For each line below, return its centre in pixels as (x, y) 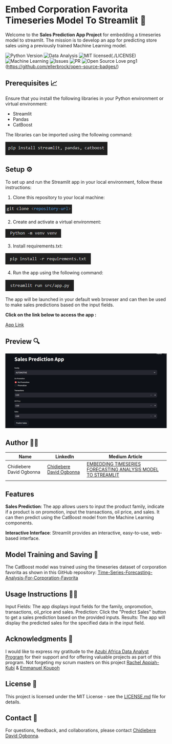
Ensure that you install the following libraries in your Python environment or (84, 98)
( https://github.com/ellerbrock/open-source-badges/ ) (62, 66)
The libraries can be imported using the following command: (69, 134)
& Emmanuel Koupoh (38, 668)
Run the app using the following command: (58, 272)
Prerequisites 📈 (31, 83)
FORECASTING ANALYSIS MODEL (123, 469)
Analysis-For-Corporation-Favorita (42, 578)
